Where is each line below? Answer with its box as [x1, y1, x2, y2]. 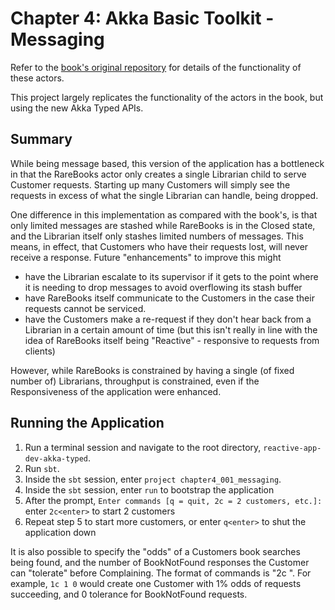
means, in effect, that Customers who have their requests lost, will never [10, 240, 309, 252]
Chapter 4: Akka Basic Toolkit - [10, 7, 275, 30]
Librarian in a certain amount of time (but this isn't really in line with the [24, 323, 318, 336]
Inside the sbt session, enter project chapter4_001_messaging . [24, 473, 282, 485]
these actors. [10, 72, 65, 84]
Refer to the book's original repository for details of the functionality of [10, 61, 302, 73]
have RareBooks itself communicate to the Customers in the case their [24, 292, 315, 304]
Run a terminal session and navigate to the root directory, [24, 441, 262, 453]
